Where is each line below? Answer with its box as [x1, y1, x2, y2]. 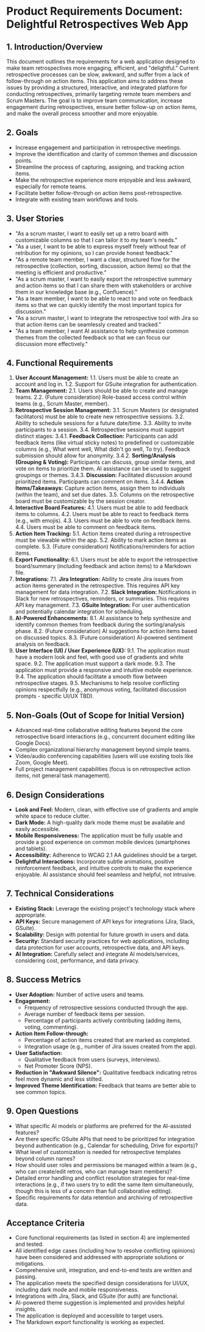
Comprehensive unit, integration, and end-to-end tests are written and [15, 1267, 192, 1274]
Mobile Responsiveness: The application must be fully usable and [15, 832, 183, 839]
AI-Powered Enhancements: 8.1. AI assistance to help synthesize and [15, 615, 191, 622]
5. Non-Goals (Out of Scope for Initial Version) [6, 710, 185, 720]
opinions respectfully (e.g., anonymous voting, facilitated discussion [15, 686, 187, 694]
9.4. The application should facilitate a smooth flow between [15, 673, 168, 680]
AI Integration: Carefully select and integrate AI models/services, [15, 950, 180, 958]
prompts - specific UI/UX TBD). [15, 692, 95, 700]
